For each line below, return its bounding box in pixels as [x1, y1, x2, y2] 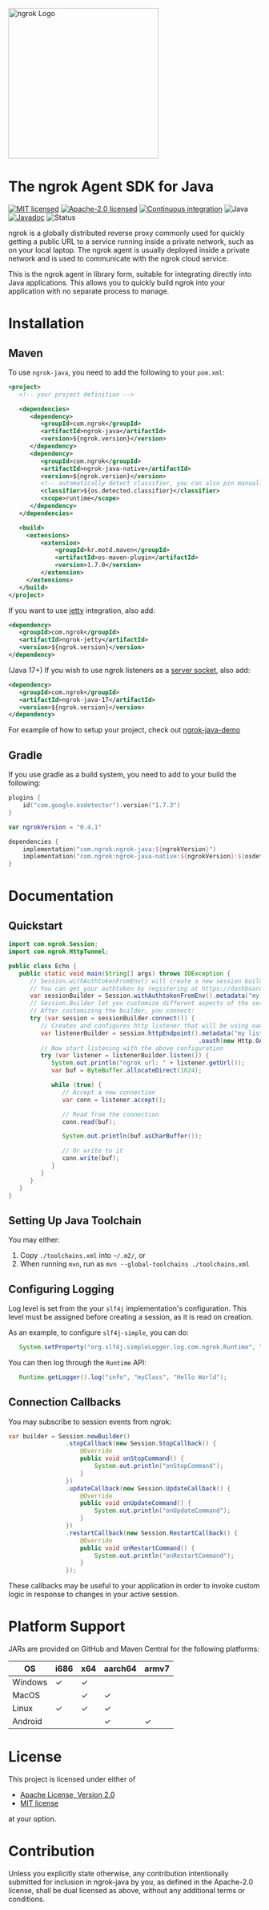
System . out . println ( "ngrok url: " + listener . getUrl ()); [50, 1059, 246, 1067]
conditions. [8, 1894, 46, 1904]
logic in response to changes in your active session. [8, 1589, 179, 1600]
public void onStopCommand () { [79, 1454, 184, 1463]
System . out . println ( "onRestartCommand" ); [94, 1551, 235, 1559]
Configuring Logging [8, 1282, 114, 1296]
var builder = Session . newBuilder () [8, 1432, 130, 1440]
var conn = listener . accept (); [62, 1096, 167, 1104]
